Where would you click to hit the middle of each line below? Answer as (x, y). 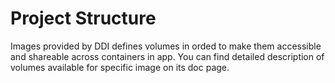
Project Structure (83, 18)
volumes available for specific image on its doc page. (120, 67)
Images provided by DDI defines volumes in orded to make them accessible (166, 46)
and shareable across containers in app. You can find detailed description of (167, 56)
